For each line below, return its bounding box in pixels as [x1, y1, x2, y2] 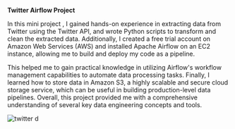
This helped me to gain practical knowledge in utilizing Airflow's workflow [7, 63, 222, 71]
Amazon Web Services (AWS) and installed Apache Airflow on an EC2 [7, 42, 210, 50]
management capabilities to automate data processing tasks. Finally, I [7, 70, 210, 79]
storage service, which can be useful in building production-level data [7, 86, 211, 94]
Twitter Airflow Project [7, 6, 76, 14]
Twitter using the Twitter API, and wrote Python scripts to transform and [7, 27, 217, 35]
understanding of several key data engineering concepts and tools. [7, 101, 203, 109]
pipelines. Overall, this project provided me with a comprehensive [7, 93, 198, 102]
